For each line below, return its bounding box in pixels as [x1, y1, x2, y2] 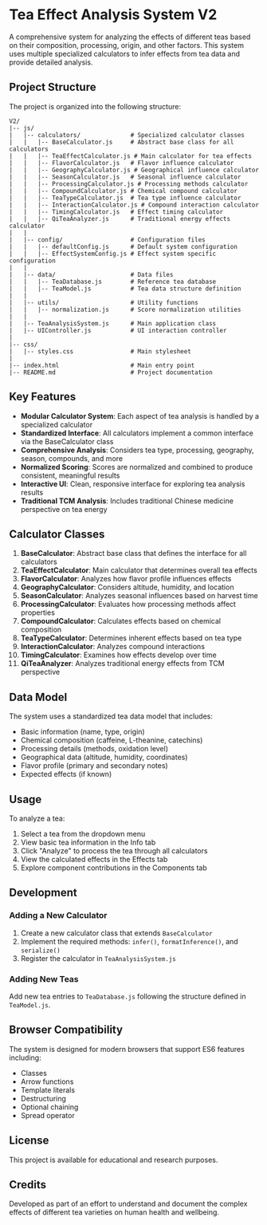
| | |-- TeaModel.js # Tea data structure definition [9, 285, 241, 293]
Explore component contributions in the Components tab [20, 863, 208, 872]
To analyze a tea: [9, 813, 65, 823]
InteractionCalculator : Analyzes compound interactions [20, 642, 206, 652]
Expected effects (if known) [20, 770, 112, 779]
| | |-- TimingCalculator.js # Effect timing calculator [9, 207, 224, 216]
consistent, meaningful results [20, 471, 120, 480]
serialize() [20, 947, 61, 955]
